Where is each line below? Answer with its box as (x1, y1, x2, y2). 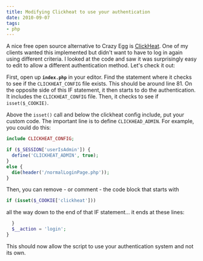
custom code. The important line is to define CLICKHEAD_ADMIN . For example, (6, 118, 195, 125)
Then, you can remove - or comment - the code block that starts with (6, 186, 179, 193)
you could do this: (6, 124, 52, 131)
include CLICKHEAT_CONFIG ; (6, 136, 75, 142)
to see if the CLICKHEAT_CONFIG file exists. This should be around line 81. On (6, 80, 193, 87)
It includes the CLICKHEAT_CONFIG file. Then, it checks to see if (6, 93, 159, 100)
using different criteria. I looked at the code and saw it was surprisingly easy (6, 55, 197, 63)
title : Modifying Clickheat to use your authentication (6, 8, 150, 15)
